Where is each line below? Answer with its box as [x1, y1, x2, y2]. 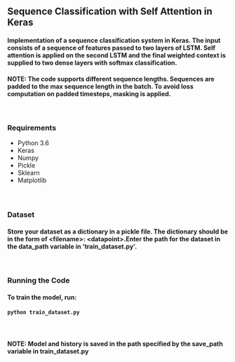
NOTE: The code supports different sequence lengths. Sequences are [7, 74, 215, 83]
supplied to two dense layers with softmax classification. [7, 58, 177, 67]
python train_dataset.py [7, 309, 80, 316]
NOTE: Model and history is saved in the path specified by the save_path [7, 340, 223, 348]
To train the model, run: [7, 293, 77, 301]
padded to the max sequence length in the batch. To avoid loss [7, 82, 194, 90]
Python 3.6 [17, 139, 49, 147]
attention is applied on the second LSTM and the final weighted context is [7, 51, 226, 59]
